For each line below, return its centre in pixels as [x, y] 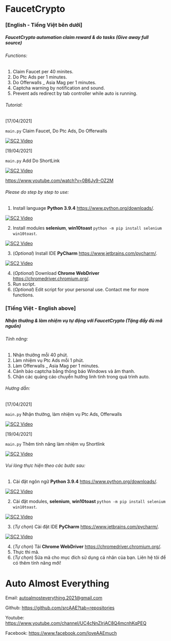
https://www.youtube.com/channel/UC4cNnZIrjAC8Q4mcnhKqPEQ [76, 623]
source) [14, 43]
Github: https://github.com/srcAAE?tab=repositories [60, 608]
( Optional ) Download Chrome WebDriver [56, 273]
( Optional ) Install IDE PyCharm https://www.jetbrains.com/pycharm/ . [85, 253]
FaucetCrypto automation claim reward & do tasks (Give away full [77, 37]
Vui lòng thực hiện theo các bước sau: [45, 466]
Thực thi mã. [26, 552]
